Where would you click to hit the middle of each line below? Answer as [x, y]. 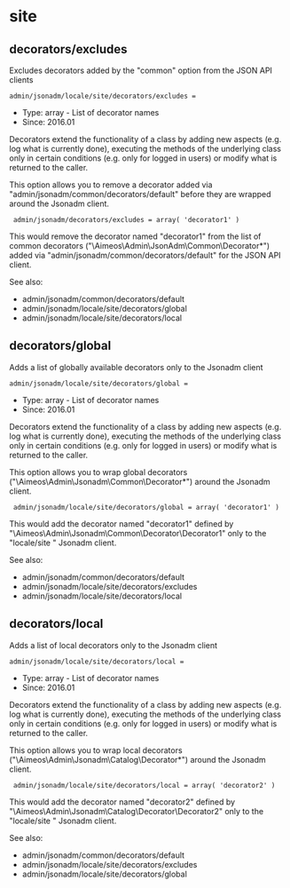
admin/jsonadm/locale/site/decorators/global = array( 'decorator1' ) [146, 507]
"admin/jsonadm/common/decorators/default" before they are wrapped [141, 194]
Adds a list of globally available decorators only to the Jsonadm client [136, 367]
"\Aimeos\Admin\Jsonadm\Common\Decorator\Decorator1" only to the [138, 533]
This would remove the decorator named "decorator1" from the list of [135, 236]
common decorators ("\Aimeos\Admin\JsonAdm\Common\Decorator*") [140, 246]
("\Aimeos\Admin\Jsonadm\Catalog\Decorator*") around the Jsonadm [137, 759]
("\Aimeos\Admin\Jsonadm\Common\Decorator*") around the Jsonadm [140, 481]
